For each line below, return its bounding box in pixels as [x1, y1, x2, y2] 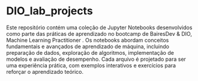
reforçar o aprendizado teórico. [6, 68, 84, 75]
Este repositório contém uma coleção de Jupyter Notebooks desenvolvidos [6, 24, 193, 31]
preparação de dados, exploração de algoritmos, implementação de [6, 49, 174, 56]
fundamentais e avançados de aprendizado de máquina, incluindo [6, 43, 170, 50]
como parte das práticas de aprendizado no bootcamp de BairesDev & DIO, [6, 30, 192, 37]
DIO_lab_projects [6, 4, 93, 18]
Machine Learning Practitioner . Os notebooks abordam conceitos [6, 36, 169, 43]
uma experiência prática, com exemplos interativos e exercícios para [6, 61, 176, 69]
